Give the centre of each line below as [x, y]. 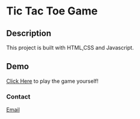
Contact [18, 96]
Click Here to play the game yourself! [52, 81]
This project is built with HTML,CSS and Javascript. [70, 47]
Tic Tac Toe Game [52, 11]
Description [29, 33]
